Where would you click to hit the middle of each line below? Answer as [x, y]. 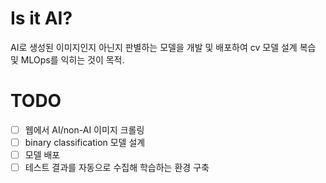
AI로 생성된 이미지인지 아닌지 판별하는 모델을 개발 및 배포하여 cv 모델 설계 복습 [163, 47]
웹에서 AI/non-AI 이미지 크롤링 [84, 129]
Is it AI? [41, 18]
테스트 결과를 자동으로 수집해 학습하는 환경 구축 [117, 168]
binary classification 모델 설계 [85, 142]
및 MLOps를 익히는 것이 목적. [67, 59]
